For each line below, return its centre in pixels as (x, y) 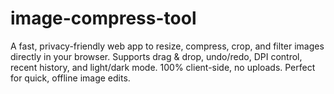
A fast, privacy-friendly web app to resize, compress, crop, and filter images (167, 46)
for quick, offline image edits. (70, 78)
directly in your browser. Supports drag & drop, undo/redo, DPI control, (156, 56)
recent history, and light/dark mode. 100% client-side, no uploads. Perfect (163, 67)
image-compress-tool (103, 18)
